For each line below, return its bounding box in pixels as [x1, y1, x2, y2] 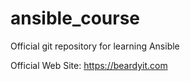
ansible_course [10, 7, 141, 30]
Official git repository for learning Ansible [10, 40, 180, 52]
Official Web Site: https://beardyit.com [10, 59, 168, 71]
